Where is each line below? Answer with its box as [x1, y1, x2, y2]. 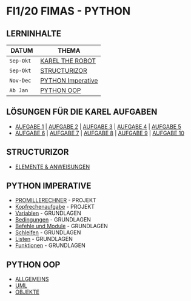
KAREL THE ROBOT [40, 56, 96, 65]
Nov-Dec [9, 77, 32, 84]
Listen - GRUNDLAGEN [15, 235, 73, 243]
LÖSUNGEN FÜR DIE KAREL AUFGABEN [6, 107, 158, 117]
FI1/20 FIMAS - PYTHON [6, 4, 131, 18]
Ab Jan [9, 87, 28, 93]
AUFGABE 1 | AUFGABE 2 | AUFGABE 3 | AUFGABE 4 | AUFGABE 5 [15, 123, 182, 130]
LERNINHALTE [6, 29, 62, 39]
